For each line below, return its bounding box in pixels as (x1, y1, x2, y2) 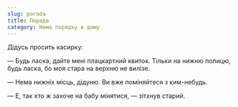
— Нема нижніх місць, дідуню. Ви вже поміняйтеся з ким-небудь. (7, 78, 208, 86)
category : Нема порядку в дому (7, 23, 100, 30)
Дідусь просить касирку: (7, 43, 84, 52)
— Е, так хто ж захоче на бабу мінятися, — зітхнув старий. (7, 91, 185, 100)
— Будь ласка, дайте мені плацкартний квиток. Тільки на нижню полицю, (7, 57, 231, 65)
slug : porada (7, 10, 46, 18)
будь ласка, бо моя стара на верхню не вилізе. (7, 64, 151, 73)
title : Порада (7, 17, 50, 24)
